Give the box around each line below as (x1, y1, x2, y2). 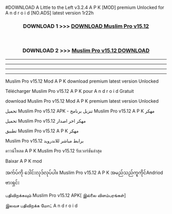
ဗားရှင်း (5, 179, 20, 185)
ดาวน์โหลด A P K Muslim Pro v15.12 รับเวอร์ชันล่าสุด (5, 147, 102, 153)
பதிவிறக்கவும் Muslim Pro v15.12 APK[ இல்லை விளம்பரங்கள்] (5, 192, 126, 198)
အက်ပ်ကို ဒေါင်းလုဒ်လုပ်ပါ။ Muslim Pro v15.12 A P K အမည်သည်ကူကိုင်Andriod (5, 169, 163, 176)
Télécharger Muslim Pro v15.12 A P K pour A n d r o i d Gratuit (5, 88, 134, 94)
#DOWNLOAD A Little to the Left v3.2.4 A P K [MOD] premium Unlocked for (5, 5, 165, 10)
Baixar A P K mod (5, 158, 42, 164)
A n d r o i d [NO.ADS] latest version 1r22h (5, 10, 94, 16)
